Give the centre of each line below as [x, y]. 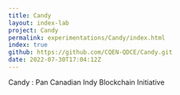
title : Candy [30, 15]
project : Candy [33, 30]
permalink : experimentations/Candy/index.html [87, 38]
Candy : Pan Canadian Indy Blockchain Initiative [86, 82]
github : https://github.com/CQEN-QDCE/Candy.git [90, 52]
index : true [28, 45]
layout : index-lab [39, 23]
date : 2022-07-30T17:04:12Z [55, 60]
